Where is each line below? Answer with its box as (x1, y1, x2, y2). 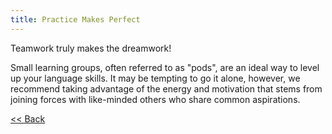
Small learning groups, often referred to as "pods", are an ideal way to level (10, 61, 320, 73)
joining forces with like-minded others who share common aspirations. (10, 93, 301, 105)
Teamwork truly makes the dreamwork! (10, 42, 172, 54)
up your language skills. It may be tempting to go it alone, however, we (10, 72, 301, 84)
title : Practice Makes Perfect (10, 14, 141, 25)
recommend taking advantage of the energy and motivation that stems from (10, 82, 323, 95)
